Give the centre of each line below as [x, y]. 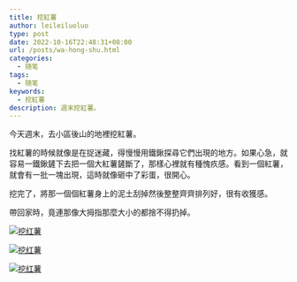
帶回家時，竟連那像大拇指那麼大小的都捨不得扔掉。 [102, 212]
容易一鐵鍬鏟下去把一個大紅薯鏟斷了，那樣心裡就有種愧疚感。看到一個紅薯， [148, 164]
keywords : [27, 91]
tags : [19, 75]
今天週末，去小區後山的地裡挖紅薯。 [75, 134]
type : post [29, 34]
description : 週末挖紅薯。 [55, 108]
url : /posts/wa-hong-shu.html [65, 50]
